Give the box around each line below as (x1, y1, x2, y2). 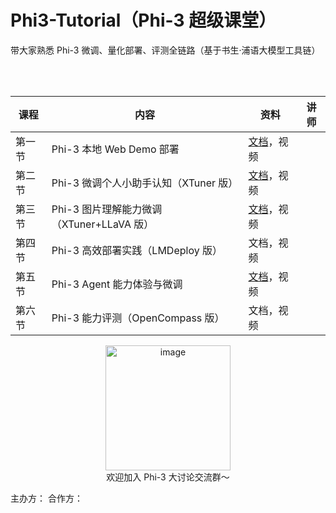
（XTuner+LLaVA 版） (51, 217, 155, 231)
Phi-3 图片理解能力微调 (51, 202, 163, 216)
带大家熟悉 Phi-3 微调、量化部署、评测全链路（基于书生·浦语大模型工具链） (10, 44, 321, 56)
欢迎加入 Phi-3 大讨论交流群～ (106, 471, 230, 483)
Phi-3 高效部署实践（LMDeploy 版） (51, 243, 223, 257)
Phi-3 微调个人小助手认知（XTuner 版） (51, 176, 239, 190)
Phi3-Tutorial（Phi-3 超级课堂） (10, 9, 277, 32)
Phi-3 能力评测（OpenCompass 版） (51, 311, 225, 325)
